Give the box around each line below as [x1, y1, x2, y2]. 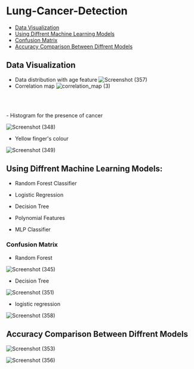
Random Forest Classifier [14, 179, 77, 187]
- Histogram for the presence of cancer [6, 111, 103, 119]
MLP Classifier [14, 225, 51, 233]
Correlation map [14, 82, 55, 89]
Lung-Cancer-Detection [6, 4, 128, 18]
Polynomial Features [14, 214, 66, 221]
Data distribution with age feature [14, 76, 97, 83]
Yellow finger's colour [14, 135, 69, 142]
